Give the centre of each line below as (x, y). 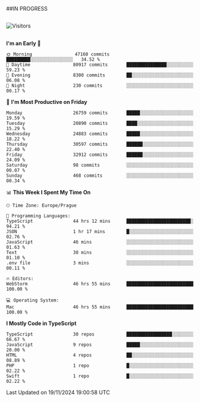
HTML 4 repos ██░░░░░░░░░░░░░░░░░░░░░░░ (100, 355)
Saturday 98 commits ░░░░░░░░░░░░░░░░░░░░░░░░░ (100, 165)
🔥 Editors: (20, 278)
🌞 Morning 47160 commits (58, 54)
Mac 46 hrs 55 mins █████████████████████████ (100, 307)
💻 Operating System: (33, 300)
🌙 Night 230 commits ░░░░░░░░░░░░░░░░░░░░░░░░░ (100, 85)
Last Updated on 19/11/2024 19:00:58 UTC (58, 392)
